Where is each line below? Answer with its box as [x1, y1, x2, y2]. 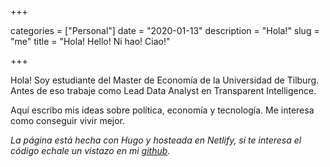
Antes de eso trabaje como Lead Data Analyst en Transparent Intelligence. [10, 85, 317, 96]
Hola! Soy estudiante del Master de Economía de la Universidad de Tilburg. [10, 74, 320, 86]
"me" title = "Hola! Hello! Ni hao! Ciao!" [10, 36, 171, 47]
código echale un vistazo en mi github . [10, 145, 171, 156]
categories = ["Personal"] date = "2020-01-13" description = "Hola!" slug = [10, 25, 320, 36]
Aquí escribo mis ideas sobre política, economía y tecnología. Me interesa [10, 104, 315, 116]
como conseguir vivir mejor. [10, 115, 126, 126]
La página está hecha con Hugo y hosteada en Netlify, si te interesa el [10, 134, 302, 146]
